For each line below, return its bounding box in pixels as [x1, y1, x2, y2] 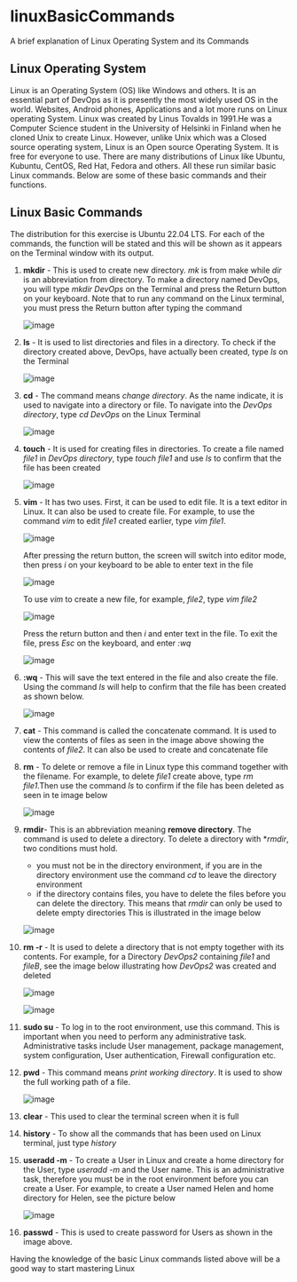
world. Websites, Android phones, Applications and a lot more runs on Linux [10, 104, 287, 115]
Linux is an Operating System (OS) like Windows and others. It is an [10, 84, 256, 95]
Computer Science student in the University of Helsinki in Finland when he [10, 123, 282, 133]
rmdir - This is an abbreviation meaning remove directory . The [22, 824, 252, 835]
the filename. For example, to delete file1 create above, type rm [22, 771, 254, 781]
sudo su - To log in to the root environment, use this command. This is [22, 1021, 280, 1032]
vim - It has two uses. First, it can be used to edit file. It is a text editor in [22, 496, 287, 507]
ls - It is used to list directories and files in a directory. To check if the [22, 336, 277, 347]
